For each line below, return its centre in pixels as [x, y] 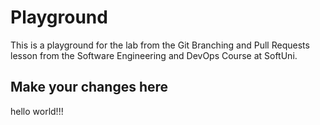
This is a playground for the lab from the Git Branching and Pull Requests [160, 45]
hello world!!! [37, 111]
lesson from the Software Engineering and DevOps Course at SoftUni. [154, 55]
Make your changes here [89, 87]
